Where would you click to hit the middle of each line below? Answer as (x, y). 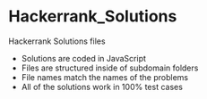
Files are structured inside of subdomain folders (110, 68)
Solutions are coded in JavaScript (84, 58)
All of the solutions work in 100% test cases (102, 87)
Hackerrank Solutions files (57, 41)
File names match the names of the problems (105, 77)
